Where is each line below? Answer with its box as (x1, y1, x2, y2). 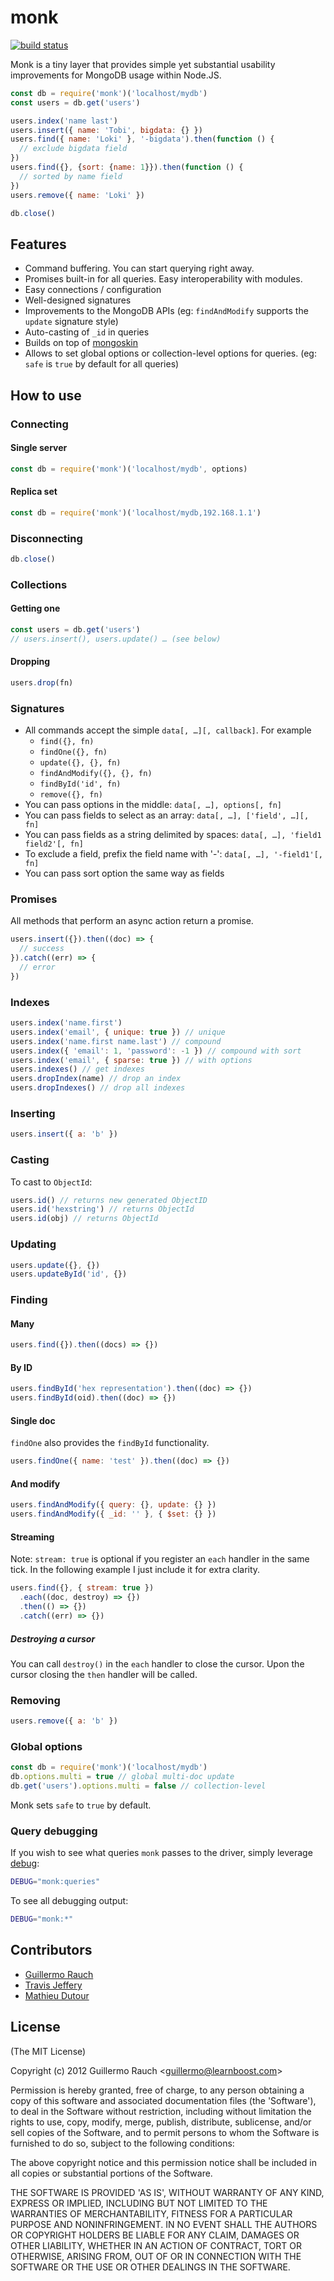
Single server (10, 442, 68, 454)
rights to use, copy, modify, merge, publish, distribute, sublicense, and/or (10, 2116, 312, 2128)
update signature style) (24, 316, 119, 328)
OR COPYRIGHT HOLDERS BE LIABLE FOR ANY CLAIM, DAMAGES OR (10, 2229, 300, 2241)
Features (10, 236, 67, 253)
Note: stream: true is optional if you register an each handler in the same (10, 1553, 310, 1565)
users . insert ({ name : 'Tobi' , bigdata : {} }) (10, 125, 203, 135)
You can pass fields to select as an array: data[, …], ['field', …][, (24, 809, 310, 821)
